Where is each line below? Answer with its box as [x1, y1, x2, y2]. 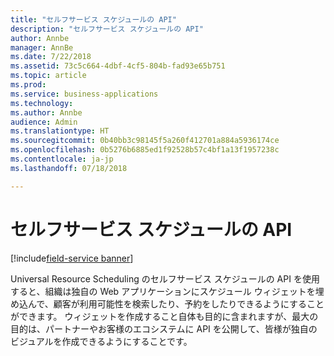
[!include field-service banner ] [10, 252, 134, 264]
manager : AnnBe [10, 42, 74, 53]
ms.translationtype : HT [10, 126, 110, 136]
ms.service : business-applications [10, 89, 159, 99]
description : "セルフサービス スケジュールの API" [10, 24, 204, 34]
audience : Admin [10, 117, 78, 127]
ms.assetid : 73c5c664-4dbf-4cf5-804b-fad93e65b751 [10, 61, 226, 71]
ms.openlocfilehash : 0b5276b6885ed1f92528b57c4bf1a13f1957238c [10, 145, 280, 155]
